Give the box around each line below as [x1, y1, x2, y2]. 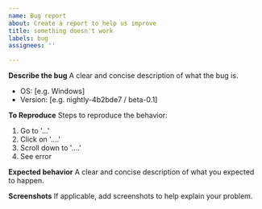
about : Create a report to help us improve [8, 19, 157, 27]
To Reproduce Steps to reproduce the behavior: [8, 110, 168, 121]
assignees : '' [8, 42, 56, 50]
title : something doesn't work [8, 27, 114, 35]
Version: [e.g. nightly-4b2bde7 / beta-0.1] [19, 95, 158, 104]
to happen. [8, 176, 44, 186]
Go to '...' [19, 126, 50, 136]
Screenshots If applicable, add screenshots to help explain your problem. [8, 191, 253, 201]
